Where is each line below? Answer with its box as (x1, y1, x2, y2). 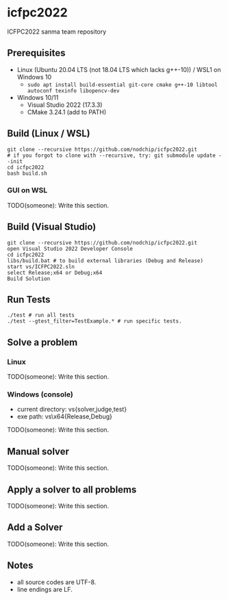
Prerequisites (7, 47, 66, 59)
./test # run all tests (7, 312, 75, 319)
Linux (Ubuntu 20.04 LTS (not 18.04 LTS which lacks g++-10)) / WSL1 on (16, 65, 221, 73)
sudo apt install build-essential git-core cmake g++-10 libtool (27, 81, 218, 88)
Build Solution (7, 275, 51, 282)
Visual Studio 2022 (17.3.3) (27, 101, 103, 109)
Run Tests (7, 294, 51, 305)
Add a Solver (7, 522, 63, 534)
